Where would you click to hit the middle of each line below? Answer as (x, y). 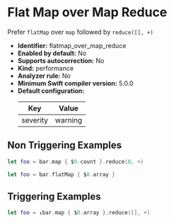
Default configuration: (51, 91)
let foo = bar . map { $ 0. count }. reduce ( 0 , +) (76, 161)
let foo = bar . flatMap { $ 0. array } (61, 174)
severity (34, 120)
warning (69, 120)
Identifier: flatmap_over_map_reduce (72, 45)
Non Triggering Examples (65, 145)
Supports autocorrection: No (61, 60)
